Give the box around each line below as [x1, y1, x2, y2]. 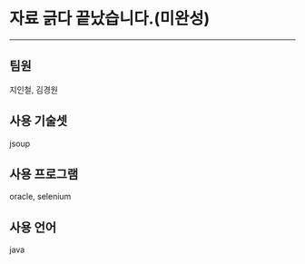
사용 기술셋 [9, 113, 68, 129]
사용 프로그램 [9, 166, 79, 181]
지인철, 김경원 [9, 83, 59, 95]
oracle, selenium [9, 191, 72, 202]
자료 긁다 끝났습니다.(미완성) [9, 8, 211, 29]
